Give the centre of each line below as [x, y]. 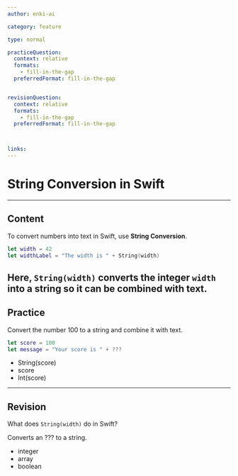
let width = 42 [30, 249]
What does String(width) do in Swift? [63, 424]
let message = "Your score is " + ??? [64, 349]
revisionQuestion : [34, 97]
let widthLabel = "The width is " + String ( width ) [84, 256]
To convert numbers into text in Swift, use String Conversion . [97, 236]
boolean [29, 466]
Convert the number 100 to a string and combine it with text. [95, 329]
